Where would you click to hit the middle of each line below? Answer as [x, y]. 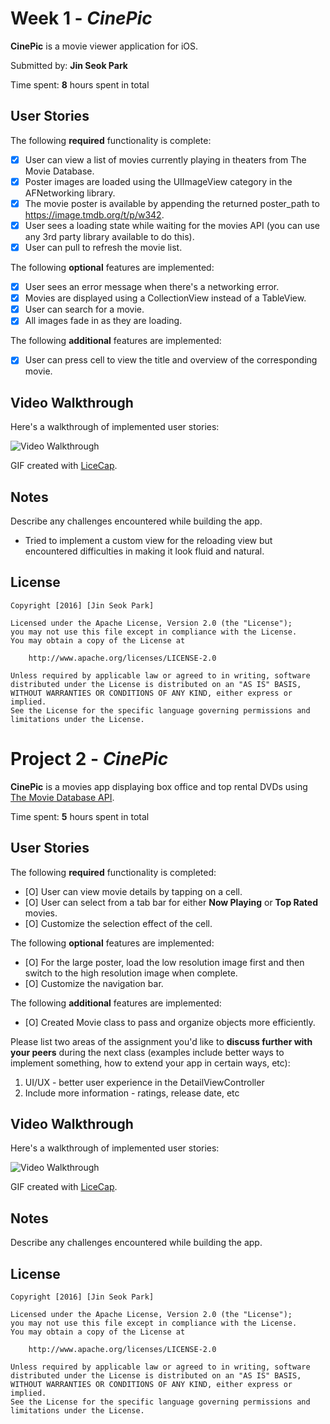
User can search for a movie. [84, 309]
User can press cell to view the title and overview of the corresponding [171, 360]
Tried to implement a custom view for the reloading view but [148, 540]
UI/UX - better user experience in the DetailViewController [144, 1082]
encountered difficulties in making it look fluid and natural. [144, 551]
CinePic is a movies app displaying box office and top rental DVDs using [159, 786]
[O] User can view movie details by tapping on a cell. [133, 891]
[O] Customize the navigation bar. [94, 983]
